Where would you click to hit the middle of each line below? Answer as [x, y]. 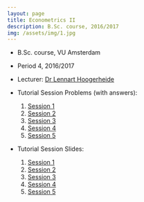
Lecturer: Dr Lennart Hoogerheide [65, 80]
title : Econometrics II [42, 20]
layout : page [26, 13]
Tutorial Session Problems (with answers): [77, 93]
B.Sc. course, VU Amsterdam [59, 53]
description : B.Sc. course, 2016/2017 [63, 26]
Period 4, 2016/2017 [46, 66]
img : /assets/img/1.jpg [42, 33]
